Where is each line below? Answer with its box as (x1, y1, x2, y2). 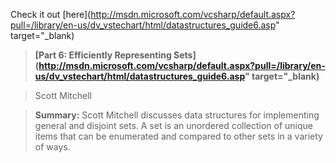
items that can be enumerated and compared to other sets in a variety (34, 130, 323, 142)
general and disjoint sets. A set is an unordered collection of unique (34, 120, 314, 131)
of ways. (34, 141, 71, 153)
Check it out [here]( (10, 9, 92, 20)
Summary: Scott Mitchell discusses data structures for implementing (34, 109, 320, 121)
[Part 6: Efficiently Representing (34, 49, 172, 61)
